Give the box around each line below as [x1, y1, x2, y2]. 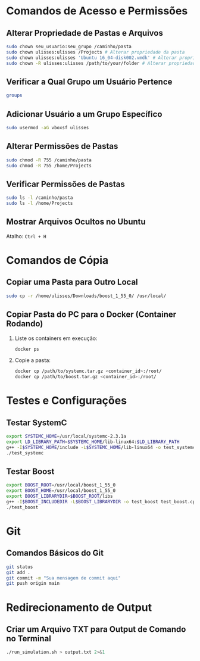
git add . [6, 569, 31, 575]
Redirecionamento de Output [6, 600, 152, 614]
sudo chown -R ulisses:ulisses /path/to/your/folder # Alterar [6, 60, 167, 66]
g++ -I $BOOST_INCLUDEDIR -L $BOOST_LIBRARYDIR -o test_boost [6, 499, 159, 505]
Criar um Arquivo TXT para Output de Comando [6, 624, 186, 634]
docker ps [14, 346, 40, 352]
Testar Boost [6, 466, 55, 477]
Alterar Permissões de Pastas [6, 141, 118, 151]
